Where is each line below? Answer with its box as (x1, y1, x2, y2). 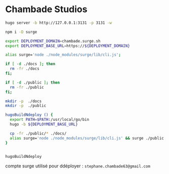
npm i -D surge (5, 29, 37, 34)
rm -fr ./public (10, 84, 44, 90)
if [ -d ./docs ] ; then (5, 62, 56, 67)
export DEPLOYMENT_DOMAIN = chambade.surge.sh (5, 38, 101, 43)
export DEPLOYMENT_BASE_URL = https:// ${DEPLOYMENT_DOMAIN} (5, 43, 130, 49)
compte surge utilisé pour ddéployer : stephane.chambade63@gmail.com (5, 163, 151, 169)
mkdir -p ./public (5, 103, 47, 108)
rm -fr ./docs (10, 66, 39, 71)
